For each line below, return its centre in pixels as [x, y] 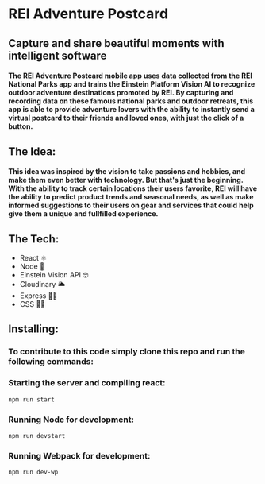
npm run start [32, 399]
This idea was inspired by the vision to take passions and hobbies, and [127, 172]
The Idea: [32, 151]
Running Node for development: [71, 420]
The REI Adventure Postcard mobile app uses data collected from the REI [130, 76]
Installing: [34, 329]
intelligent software [58, 55]
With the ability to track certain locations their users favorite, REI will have [133, 188]
